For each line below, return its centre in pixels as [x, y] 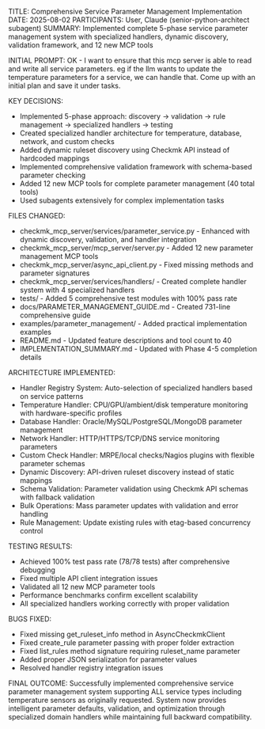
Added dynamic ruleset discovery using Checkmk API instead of [125, 150]
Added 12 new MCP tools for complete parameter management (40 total [137, 184]
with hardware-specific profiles [71, 413]
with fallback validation [57, 497]
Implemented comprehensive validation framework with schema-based [136, 167]
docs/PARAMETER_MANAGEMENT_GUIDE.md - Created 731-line [125, 307]
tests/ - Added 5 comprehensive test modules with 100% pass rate [128, 298]
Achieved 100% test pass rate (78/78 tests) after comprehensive [125, 562]
